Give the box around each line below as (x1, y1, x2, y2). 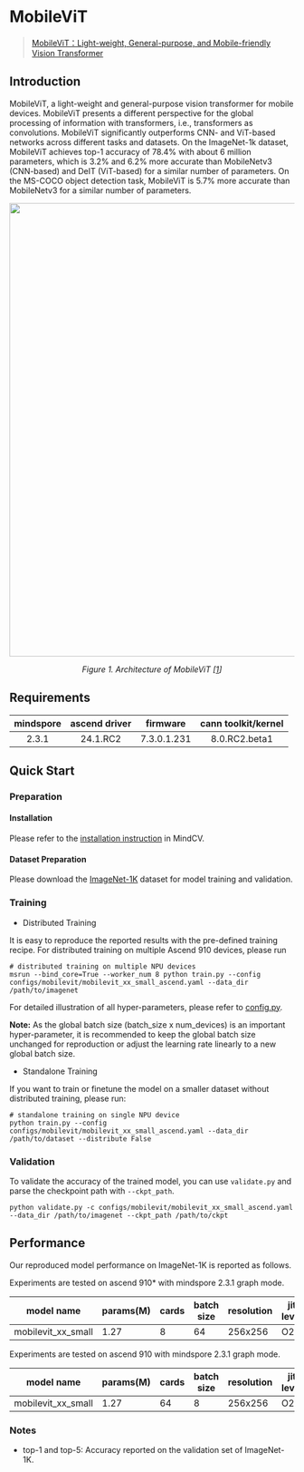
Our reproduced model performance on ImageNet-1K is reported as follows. (9, 1259, 292, 1271)
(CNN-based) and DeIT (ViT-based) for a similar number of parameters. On (9, 165, 290, 176)
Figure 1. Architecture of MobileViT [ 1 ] (81, 664, 223, 675)
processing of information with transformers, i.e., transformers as (9, 117, 253, 128)
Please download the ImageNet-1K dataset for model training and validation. (9, 873, 293, 885)
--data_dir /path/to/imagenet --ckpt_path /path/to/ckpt (9, 1211, 229, 1220)
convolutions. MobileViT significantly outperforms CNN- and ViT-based (9, 127, 276, 138)
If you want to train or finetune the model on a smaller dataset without (9, 1083, 270, 1094)
